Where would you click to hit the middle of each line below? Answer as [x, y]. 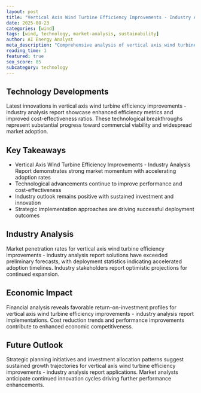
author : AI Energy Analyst [40, 39]
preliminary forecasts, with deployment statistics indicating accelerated [94, 261]
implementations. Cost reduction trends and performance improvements [95, 320]
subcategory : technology [37, 67]
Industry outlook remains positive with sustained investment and [94, 196]
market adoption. [27, 132]
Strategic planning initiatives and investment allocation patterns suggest [95, 360]
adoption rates [33, 177]
